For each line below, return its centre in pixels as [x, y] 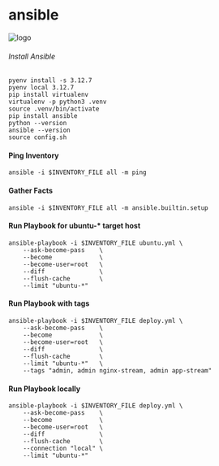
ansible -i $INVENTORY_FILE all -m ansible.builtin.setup [108, 208]
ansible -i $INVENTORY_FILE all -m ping [78, 172]
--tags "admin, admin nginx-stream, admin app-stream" [118, 370]
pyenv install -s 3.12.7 [50, 81]
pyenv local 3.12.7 [41, 88]
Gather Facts [31, 190]
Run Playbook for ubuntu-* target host [75, 226]
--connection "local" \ [63, 449]
